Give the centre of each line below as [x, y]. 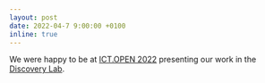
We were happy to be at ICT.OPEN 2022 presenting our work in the [133, 60]
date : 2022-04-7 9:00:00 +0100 [68, 26]
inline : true [34, 34]
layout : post [34, 17]
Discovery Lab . [37, 69]
